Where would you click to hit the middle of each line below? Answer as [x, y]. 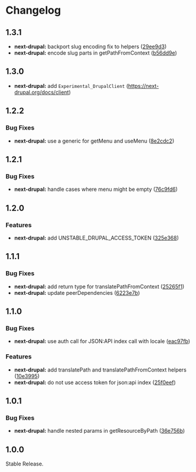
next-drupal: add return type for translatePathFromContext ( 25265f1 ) [99, 287]
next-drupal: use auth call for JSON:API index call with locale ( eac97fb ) [102, 341]
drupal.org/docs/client [42, 92]
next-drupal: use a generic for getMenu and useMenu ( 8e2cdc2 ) [94, 141]
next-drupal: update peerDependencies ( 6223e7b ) [77, 292]
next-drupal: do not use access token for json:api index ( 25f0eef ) [95, 382]
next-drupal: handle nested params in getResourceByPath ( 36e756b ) [99, 431]
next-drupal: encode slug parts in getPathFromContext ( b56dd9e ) [96, 53]
